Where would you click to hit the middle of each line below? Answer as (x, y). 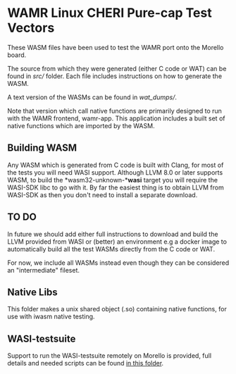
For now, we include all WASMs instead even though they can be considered (118, 263)
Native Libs (32, 292)
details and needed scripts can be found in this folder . (86, 363)
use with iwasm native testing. (51, 317)
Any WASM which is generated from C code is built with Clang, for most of (116, 165)
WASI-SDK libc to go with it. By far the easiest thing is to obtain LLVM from (116, 187)
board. (17, 55)
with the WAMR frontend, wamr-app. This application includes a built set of (116, 118)
